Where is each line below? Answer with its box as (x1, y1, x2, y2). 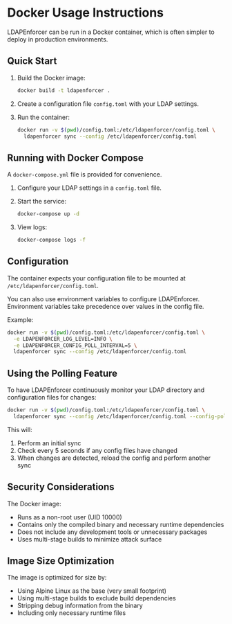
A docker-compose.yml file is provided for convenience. (7, 170, 162, 179)
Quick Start (7, 55, 57, 67)
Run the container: (17, 113, 70, 121)
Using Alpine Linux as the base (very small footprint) (17, 587, 167, 595)
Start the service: (17, 197, 67, 206)
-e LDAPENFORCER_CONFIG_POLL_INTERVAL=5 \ (13, 341, 137, 349)
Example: (7, 315, 34, 323)
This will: (7, 425, 32, 434)
